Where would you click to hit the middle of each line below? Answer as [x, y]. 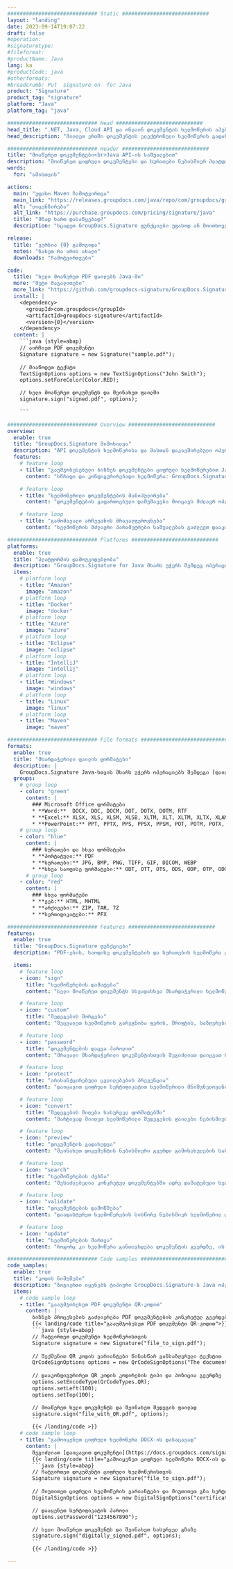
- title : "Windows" [48, 682]
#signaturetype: [31, 46]
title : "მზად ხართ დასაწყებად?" [60, 220]
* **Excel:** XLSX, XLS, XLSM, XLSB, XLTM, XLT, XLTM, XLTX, [122, 818]
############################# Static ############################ [108, 14]
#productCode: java [35, 72]
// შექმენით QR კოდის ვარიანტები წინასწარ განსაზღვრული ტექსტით [127, 1356]
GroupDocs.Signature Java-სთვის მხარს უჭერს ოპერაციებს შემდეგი [114, 772]
